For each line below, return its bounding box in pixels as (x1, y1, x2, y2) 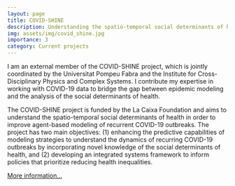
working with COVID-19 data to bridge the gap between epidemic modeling (7, 85, 224, 93)
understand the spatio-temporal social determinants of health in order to (7, 113, 216, 121)
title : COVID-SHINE (7, 17, 64, 24)
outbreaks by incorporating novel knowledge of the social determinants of (7, 143, 221, 151)
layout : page (7, 10, 45, 18)
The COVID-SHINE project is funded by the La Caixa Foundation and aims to (7, 106, 227, 114)
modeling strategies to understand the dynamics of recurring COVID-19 (7, 135, 213, 144)
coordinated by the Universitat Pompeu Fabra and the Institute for (7, 69, 197, 78)
